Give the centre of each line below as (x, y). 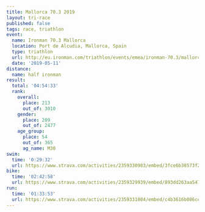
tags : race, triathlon (35, 29)
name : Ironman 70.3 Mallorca (49, 40)
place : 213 (36, 103)
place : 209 (36, 120)
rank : (19, 92)
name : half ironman (37, 75)
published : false (28, 23)
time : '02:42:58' (34, 177)
